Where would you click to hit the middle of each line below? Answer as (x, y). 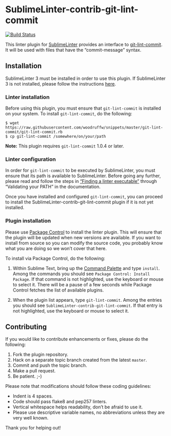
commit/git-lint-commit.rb (34, 132)
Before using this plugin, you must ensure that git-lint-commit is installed (83, 108)
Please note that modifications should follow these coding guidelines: (78, 386)
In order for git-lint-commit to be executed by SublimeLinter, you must (80, 171)
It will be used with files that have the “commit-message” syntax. (73, 50)
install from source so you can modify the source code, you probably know (84, 243)
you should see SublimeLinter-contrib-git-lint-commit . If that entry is (87, 305)
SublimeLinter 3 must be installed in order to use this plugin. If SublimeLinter (86, 78)
